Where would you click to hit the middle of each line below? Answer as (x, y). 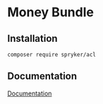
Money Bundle (50, 12)
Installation (32, 39)
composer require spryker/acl (52, 54)
